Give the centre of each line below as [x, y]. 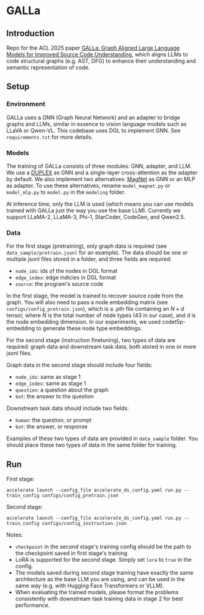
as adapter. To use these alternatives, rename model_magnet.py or [89, 185]
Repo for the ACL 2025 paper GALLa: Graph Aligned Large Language [93, 48]
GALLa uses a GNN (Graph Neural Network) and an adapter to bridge [93, 117]
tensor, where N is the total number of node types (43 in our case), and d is [101, 315]
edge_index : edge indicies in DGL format [65, 278]
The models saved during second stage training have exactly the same [104, 573]
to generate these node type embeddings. [89, 329]
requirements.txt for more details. [50, 137]
